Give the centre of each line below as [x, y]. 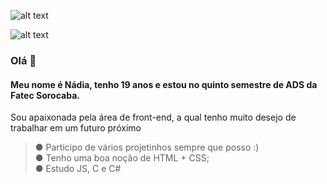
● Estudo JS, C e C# [78, 169]
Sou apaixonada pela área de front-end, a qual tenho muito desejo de [153, 117]
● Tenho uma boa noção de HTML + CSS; [122, 158]
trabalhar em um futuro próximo [76, 128]
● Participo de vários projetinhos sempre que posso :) [147, 147]
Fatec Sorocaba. [45, 95]
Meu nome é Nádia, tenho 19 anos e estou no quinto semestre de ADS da [164, 84]
